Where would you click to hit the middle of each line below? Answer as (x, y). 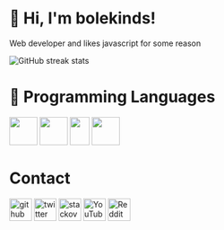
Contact (40, 178)
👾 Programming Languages (112, 97)
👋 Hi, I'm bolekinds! (83, 18)
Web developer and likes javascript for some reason (105, 43)
